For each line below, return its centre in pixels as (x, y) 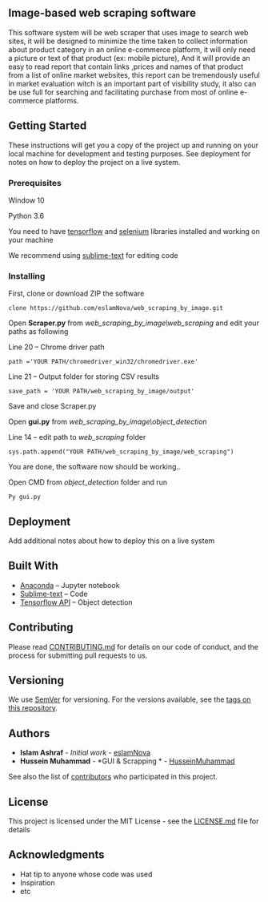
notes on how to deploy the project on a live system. (94, 162)
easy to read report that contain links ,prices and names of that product (126, 66)
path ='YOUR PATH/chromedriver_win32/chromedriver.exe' (103, 362)
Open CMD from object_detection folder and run (88, 482)
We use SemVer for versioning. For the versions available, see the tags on (130, 699)
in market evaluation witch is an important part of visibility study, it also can (132, 83)
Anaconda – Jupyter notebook (70, 585)
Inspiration (37, 882)
